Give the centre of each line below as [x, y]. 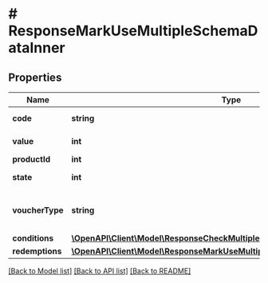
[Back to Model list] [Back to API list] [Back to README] [100, 271]
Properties [35, 77]
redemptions [37, 251]
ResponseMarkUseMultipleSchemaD [133, 31]
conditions [33, 238]
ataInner [37, 48]
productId [31, 159]
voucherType [38, 210]
